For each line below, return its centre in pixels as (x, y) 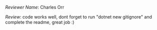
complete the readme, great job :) (40, 22)
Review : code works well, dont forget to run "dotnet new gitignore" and (78, 17)
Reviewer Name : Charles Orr (35, 7)
